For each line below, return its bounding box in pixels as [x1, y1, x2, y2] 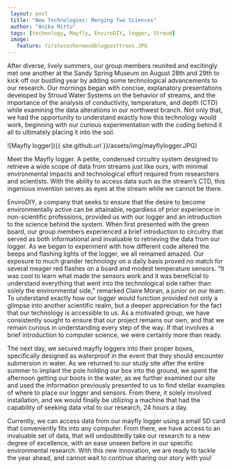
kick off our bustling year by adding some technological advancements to [7, 76, 218, 84]
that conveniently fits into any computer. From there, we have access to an [7, 425, 221, 432]
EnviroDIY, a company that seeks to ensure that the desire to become [7, 198, 206, 206]
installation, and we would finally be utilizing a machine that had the [7, 396, 201, 404]
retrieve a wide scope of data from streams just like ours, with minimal [7, 163, 208, 170]
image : [10, 36, 30, 43]
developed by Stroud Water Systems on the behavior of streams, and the [7, 91, 216, 99]
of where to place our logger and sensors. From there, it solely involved [7, 388, 212, 397]
